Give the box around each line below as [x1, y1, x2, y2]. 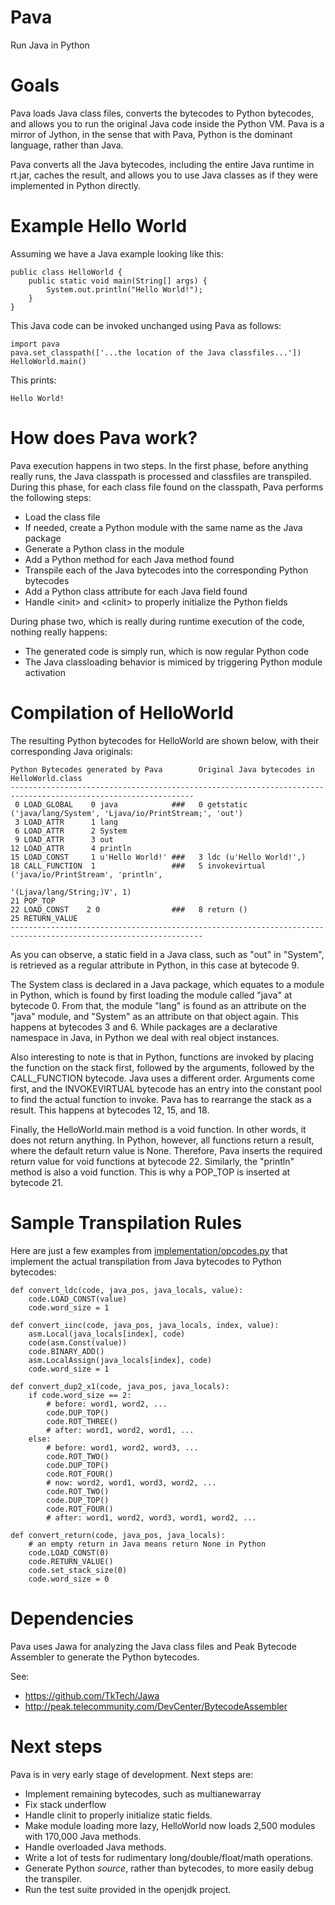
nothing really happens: [10, 626, 108, 638]
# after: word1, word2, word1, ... [46, 1425, 195, 1435]
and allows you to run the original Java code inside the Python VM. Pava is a [10, 117, 325, 130]
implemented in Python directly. [10, 179, 142, 191]
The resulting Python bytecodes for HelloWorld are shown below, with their [10, 734, 320, 746]
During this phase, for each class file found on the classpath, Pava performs [10, 481, 324, 493]
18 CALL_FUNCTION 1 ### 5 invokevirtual [10, 861, 267, 871]
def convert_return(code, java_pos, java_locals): [10, 1530, 226, 1540]
